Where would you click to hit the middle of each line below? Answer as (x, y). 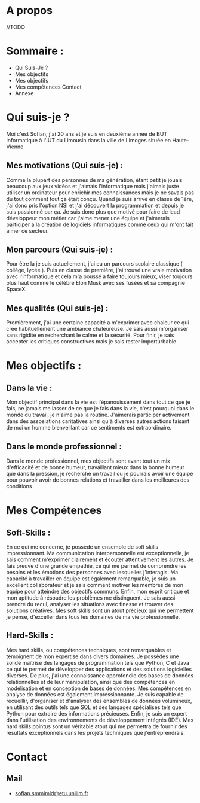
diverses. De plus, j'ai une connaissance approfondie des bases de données (100, 675)
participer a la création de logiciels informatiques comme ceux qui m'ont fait (100, 224)
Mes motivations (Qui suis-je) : (65, 165)
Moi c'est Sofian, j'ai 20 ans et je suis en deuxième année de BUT (87, 134)
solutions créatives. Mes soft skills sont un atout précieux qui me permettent (100, 610)
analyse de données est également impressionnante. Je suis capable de (95, 694)
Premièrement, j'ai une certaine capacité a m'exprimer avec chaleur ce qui (98, 323)
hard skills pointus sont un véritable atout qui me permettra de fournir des (97, 726)
